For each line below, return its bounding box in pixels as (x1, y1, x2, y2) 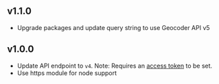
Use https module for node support (16, 68, 117, 77)
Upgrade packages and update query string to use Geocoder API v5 (16, 23, 211, 31)
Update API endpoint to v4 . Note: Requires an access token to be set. (16, 61, 213, 70)
